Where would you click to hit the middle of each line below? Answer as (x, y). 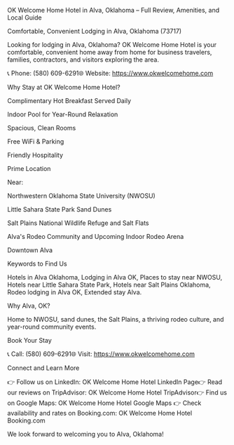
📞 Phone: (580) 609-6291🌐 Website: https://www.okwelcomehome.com (110, 73)
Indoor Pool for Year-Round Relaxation (63, 114)
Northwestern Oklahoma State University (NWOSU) (81, 196)
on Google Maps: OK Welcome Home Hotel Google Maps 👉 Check (104, 403)
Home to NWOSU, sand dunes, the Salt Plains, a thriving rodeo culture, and (116, 319)
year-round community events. (52, 327)
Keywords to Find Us (37, 263)
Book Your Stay (30, 340)
